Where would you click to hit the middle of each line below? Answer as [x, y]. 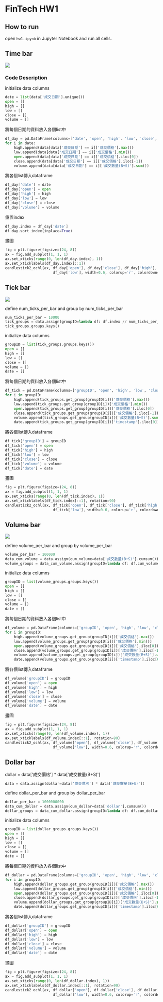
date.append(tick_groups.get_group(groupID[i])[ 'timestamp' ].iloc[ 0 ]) [87, 422]
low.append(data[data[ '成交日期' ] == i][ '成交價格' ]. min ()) [73, 152]
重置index [15, 217]
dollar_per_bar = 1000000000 [34, 802]
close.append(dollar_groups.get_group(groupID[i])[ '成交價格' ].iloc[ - [85, 898]
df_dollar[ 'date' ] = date [31, 953]
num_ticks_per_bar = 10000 [32, 317]
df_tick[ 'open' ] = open [29, 446]
